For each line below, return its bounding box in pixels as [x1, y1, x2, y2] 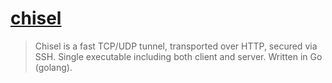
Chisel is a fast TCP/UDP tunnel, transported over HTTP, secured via [34, 40, 318, 52]
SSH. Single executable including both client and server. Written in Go [34, 50, 323, 62]
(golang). [34, 61, 73, 73]
